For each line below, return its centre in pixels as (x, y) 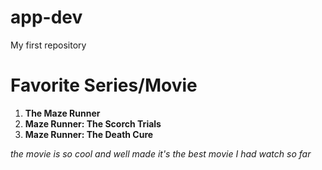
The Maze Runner (62, 113)
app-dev (46, 17)
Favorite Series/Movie (104, 85)
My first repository (48, 45)
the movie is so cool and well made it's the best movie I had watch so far (161, 153)
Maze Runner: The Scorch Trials (93, 123)
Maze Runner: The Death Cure (89, 134)
